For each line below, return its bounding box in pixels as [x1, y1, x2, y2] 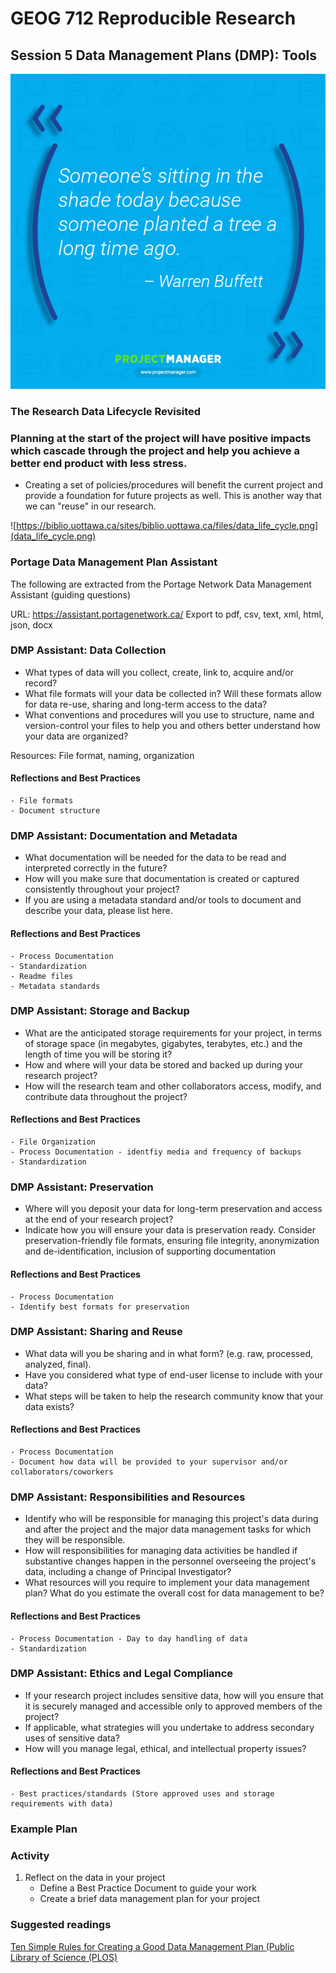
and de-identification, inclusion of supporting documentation [24, 1245, 276, 1257]
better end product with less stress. [10, 456, 188, 470]
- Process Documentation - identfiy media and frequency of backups [10, 1147, 302, 1157]
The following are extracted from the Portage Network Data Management [10, 578, 312, 590]
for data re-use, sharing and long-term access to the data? [24, 698, 268, 710]
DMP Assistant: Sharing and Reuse [10, 1325, 183, 1339]
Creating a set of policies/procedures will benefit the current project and [24, 479, 323, 491]
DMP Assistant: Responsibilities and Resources [10, 1490, 246, 1504]
